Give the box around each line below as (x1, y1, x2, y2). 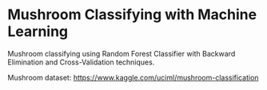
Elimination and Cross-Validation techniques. (7, 57, 155, 67)
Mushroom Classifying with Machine (7, 6, 257, 24)
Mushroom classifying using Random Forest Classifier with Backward (7, 49, 236, 58)
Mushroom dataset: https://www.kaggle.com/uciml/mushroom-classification (7, 72, 259, 82)
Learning (7, 22, 69, 41)
